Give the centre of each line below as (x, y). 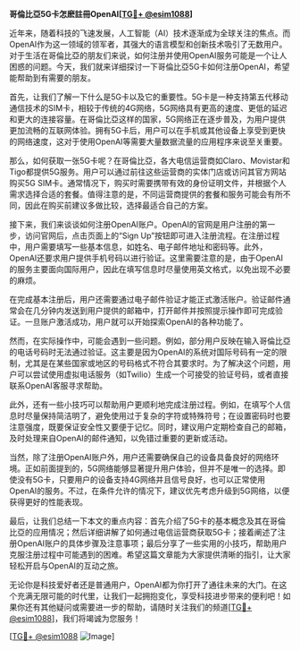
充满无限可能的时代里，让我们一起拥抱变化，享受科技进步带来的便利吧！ (150, 596)
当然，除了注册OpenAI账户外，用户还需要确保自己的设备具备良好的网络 (141, 457)
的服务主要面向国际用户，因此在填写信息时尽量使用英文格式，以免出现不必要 (150, 269)
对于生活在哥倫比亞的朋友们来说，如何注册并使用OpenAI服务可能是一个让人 (148, 56)
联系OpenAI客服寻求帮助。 (58, 385)
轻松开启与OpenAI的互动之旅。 (66, 566)
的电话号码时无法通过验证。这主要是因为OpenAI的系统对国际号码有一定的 (144, 352)
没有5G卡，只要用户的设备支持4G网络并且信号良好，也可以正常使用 (141, 479)
